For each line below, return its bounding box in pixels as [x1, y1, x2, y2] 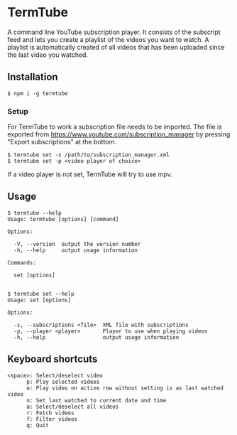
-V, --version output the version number [13, 240, 141, 247]
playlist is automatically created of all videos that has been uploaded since [7, 43, 225, 51]
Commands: [7, 259, 37, 267]
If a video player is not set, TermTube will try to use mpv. [7, 170, 172, 178]
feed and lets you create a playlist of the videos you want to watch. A [7, 35, 209, 43]
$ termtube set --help [7, 290, 75, 297]
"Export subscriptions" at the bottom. [7, 138, 117, 146]
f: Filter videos [26, 415, 78, 423]
